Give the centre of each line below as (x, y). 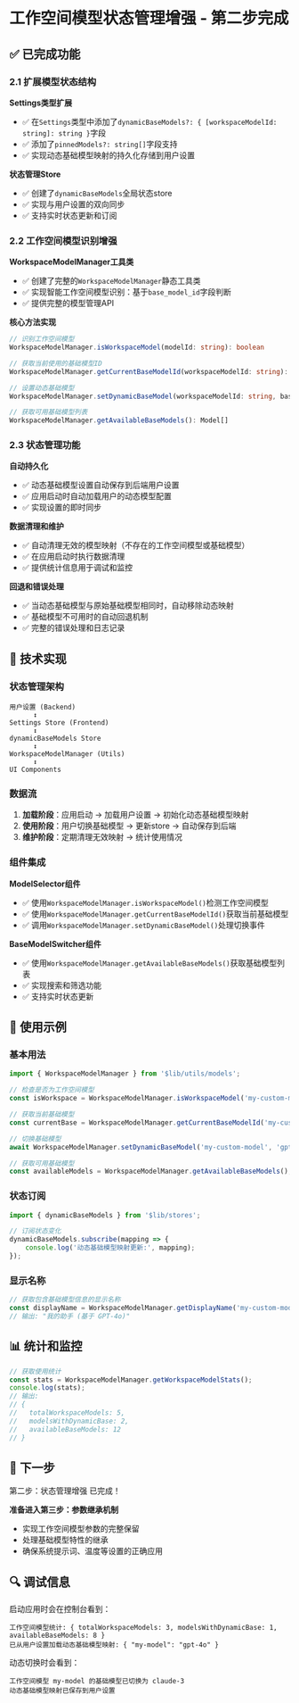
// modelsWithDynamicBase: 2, (69, 1421)
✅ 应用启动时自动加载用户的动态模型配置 (97, 496)
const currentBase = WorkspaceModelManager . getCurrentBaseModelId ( (137, 1122)
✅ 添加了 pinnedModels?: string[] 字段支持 (100, 144)
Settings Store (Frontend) (59, 723)
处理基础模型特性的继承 (65, 1540)
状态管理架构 (37, 686)
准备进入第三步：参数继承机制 (64, 1510)
